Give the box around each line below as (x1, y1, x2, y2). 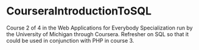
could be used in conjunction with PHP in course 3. (6, 37, 134, 44)
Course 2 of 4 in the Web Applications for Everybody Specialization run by (6, 24, 193, 31)
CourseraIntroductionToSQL (6, 4, 152, 18)
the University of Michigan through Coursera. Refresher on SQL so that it (6, 30, 189, 37)
